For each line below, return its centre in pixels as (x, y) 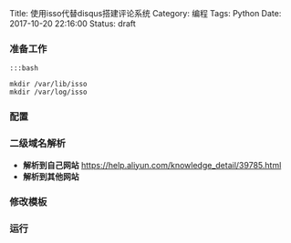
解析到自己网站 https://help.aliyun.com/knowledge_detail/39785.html (152, 165)
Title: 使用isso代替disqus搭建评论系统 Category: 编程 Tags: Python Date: (145, 13)
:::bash (24, 68)
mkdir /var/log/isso (49, 92)
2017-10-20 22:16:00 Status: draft (73, 24)
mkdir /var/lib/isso (49, 85)
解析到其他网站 (51, 177)
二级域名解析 (38, 144)
